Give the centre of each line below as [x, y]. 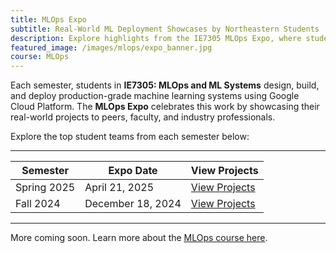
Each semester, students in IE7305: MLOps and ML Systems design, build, [165, 85]
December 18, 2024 [133, 204]
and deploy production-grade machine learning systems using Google [155, 96]
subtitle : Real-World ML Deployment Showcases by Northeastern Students [165, 29]
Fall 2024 [38, 204]
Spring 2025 [45, 188]
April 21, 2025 [119, 188]
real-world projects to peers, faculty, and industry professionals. [143, 117]
